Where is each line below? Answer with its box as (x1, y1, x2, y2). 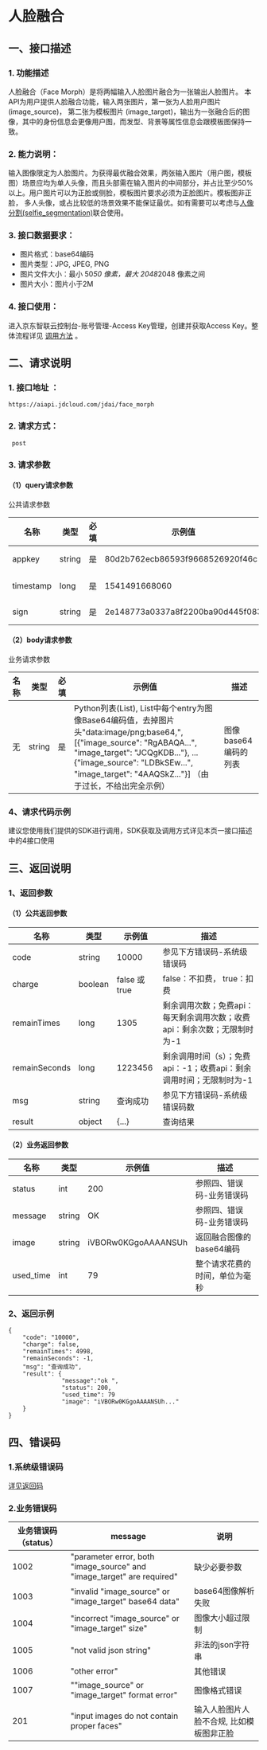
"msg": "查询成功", (22, 1363, 82, 1371)
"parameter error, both (70, 1551, 155, 1562)
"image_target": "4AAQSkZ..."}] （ (74, 769, 201, 780)
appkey (12, 553, 41, 564)
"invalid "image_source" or (70, 1586, 171, 1597)
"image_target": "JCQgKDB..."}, (74, 747, 190, 758)
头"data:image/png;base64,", (74, 726, 184, 738)
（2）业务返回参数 (8, 1140, 69, 1149)
